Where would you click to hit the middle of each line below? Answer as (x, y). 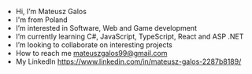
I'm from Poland (42, 20)
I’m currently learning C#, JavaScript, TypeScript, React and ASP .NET (130, 36)
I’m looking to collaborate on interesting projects (94, 45)
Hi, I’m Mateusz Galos (51, 11)
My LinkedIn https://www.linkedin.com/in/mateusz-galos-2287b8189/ (128, 61)
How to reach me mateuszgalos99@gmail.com (91, 53)
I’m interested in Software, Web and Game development (106, 28)
